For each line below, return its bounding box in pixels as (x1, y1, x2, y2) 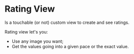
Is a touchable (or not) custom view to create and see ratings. (4, 19, 130, 25)
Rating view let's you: (4, 29, 48, 35)
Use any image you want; (11, 38, 64, 44)
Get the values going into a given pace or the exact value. (11, 43, 129, 49)
